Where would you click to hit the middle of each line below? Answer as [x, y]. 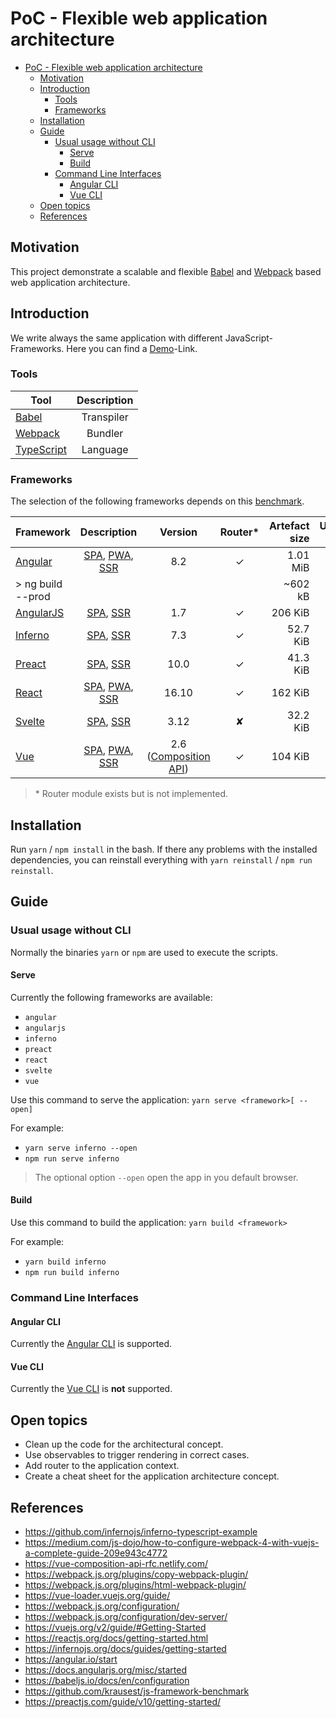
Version [178, 532]
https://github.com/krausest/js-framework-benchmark [137, 1691]
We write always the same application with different [116, 338]
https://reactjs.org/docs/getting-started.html [116, 1638]
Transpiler [105, 417]
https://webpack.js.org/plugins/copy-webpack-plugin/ [136, 1574]
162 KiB [290, 693]
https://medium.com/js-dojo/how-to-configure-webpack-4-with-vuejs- [172, 1543]
